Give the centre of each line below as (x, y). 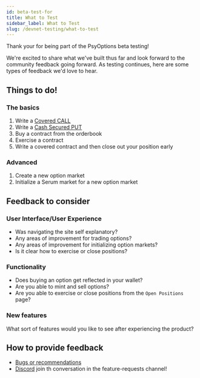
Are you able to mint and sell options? (62, 287)
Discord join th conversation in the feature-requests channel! (91, 369)
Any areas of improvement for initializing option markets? (86, 245)
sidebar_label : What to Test (43, 23)
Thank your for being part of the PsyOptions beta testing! (78, 46)
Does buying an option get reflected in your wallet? (79, 280)
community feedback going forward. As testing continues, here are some (98, 65)
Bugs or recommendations (48, 362)
